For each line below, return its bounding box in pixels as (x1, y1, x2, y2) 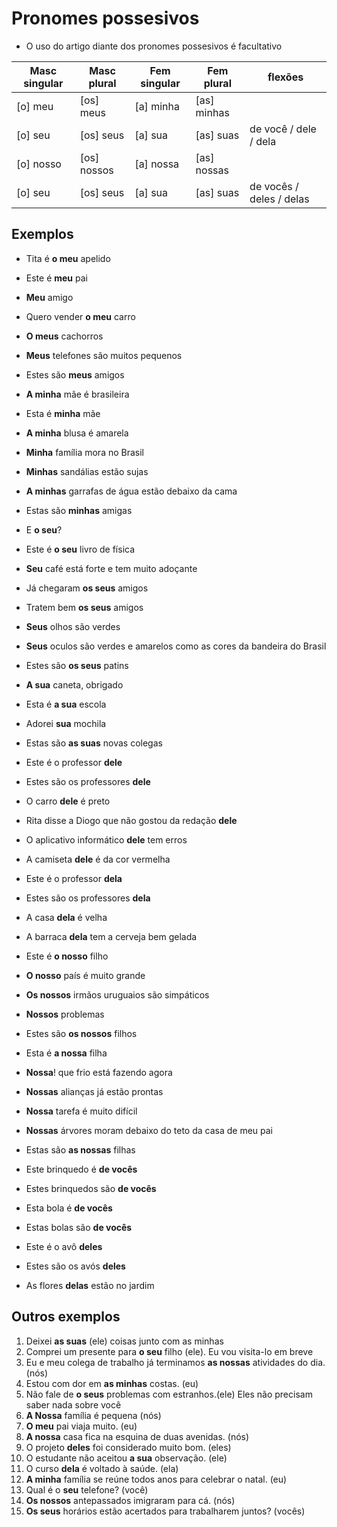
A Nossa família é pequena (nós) (25, 1409, 162, 1421)
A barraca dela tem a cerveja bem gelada (25, 930, 198, 942)
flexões (267, 70, 304, 84)
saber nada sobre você (25, 1398, 122, 1411)
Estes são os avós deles (25, 1260, 126, 1272)
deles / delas (249, 192, 310, 206)
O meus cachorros (25, 330, 104, 342)
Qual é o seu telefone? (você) (25, 1483, 149, 1496)
